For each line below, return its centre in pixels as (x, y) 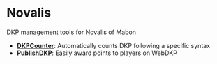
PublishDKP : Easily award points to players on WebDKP (97, 53)
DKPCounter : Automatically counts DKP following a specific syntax (113, 45)
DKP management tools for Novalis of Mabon (72, 32)
